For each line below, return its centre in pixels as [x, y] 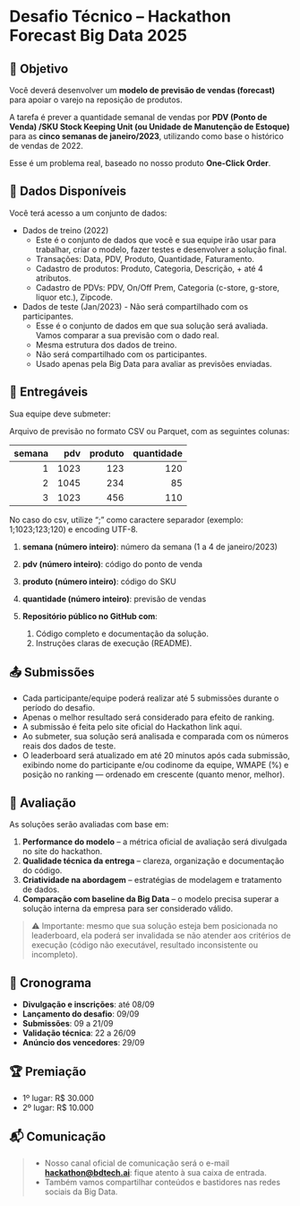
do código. [42, 870]
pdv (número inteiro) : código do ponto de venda [112, 564]
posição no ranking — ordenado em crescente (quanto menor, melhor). [153, 774]
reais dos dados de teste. [69, 746]
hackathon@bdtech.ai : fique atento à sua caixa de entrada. [155, 1172]
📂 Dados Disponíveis [68, 192]
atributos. [53, 278]
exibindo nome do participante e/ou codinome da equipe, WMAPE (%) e [155, 765]
